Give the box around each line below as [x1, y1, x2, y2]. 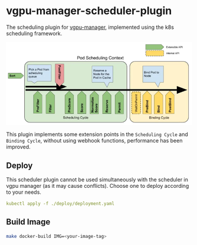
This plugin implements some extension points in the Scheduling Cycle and [6, 131, 189, 138]
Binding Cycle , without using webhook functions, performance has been [6, 137, 183, 144]
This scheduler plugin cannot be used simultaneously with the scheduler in [6, 176, 189, 183]
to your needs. [6, 188, 41, 196]
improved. [6, 143, 31, 151]
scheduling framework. [6, 29, 63, 37]
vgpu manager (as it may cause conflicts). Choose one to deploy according [6, 183, 189, 190]
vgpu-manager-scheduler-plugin [6, 4, 172, 18]
